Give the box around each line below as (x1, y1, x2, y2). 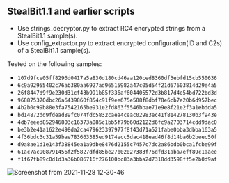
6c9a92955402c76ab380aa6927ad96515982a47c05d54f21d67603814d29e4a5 (17, 81, 217, 89)
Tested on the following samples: (7, 59, 102, 68)
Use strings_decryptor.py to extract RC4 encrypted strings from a (17, 24, 206, 32)
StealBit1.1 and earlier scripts (7, 6, 135, 17)
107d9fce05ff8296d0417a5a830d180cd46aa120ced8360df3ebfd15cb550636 (17, 74, 217, 81)
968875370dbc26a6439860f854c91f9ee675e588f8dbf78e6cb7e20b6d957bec (17, 97, 217, 104)
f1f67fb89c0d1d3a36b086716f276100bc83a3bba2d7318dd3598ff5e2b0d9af (17, 156, 217, 163)
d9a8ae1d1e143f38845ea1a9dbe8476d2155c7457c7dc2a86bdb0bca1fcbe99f (17, 141, 217, 148)
